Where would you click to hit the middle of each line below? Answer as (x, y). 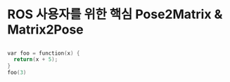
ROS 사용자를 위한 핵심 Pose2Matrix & (115, 14)
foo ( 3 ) (17, 73)
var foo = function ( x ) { (44, 53)
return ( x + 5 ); (36, 60)
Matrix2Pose (46, 30)
